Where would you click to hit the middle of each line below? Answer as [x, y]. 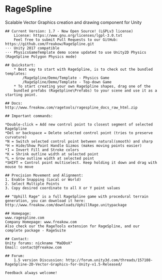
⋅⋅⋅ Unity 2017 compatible [32, 48]
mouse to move [19, 167]
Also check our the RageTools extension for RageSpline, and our [72, 226]
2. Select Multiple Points [32, 184]
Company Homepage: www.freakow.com [41, 222]
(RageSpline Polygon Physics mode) [41, 57]
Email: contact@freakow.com [33, 247]
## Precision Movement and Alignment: [44, 175]
